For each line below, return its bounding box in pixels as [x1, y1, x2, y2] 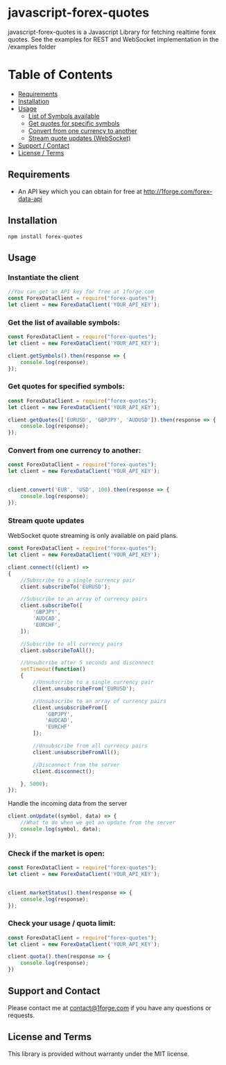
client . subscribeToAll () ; [20, 647, 96, 654]
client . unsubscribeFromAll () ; [33, 749, 120, 756]
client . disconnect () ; [33, 768, 96, 774]
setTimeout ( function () [20, 666, 86, 673]
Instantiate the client [8, 272, 79, 282]
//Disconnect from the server [33, 761, 120, 768]
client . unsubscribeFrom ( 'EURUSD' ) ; [33, 685, 136, 692]
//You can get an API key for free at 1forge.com [8, 288, 155, 295]
